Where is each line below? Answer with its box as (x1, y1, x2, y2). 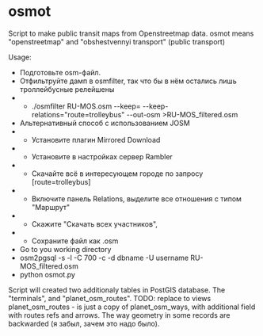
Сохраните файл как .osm (31, 236, 119, 246)
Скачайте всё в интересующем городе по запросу (31, 169, 204, 178)
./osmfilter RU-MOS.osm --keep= (31, 101, 141, 111)
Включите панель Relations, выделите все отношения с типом (31, 193, 242, 204)
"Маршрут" (31, 202, 71, 212)
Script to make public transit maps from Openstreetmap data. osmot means (8, 29, 254, 38)
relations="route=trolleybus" (31, 109, 125, 119)
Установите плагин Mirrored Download (31, 135, 161, 144)
